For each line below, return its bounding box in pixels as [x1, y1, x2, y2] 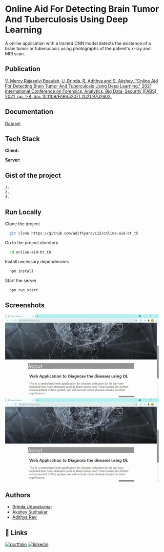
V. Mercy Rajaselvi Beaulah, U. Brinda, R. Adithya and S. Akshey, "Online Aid [5, 78, 158, 84]
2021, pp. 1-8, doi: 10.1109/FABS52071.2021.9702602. [5, 93, 112, 99]
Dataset [5, 121, 21, 127]
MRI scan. [5, 50, 25, 57]
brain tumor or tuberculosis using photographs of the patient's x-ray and [5, 45, 151, 51]
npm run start [9, 287, 38, 293]
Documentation [5, 107, 54, 116]
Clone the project [5, 221, 40, 227]
